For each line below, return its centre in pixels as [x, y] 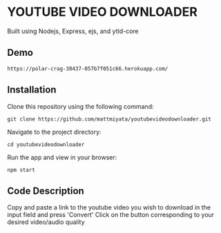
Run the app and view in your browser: [62, 157]
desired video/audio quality [46, 222]
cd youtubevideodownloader [46, 144]
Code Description [46, 191]
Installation [32, 90]
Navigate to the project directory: [54, 132]
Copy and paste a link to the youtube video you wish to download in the [109, 207]
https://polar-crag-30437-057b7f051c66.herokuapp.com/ [88, 69]
